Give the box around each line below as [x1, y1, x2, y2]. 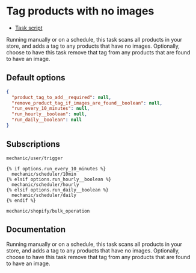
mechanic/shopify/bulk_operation [6, 208, 90, 214]
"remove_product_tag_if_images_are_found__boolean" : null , [11, 100, 163, 106]
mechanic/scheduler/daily [11, 192, 77, 198]
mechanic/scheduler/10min [11, 171, 77, 177]
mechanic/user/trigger [6, 155, 63, 161]
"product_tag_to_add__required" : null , [11, 94, 112, 100]
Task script [14, 24, 43, 31]
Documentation [6, 225, 66, 235]
